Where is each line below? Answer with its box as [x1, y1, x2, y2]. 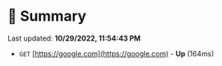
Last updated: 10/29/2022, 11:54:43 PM [7, 33, 141, 43]
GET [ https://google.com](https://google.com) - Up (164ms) [18, 49, 214, 58]
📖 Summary [7, 7, 87, 25]
